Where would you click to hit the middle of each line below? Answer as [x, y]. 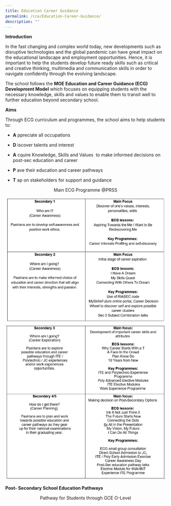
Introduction [19, 37]
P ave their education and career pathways [58, 170]
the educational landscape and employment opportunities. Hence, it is [79, 57]
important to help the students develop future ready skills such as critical [82, 63]
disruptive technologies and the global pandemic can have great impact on [84, 52]
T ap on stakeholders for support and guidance [62, 180]
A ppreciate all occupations [41, 135]
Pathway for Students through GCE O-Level [85, 498]
